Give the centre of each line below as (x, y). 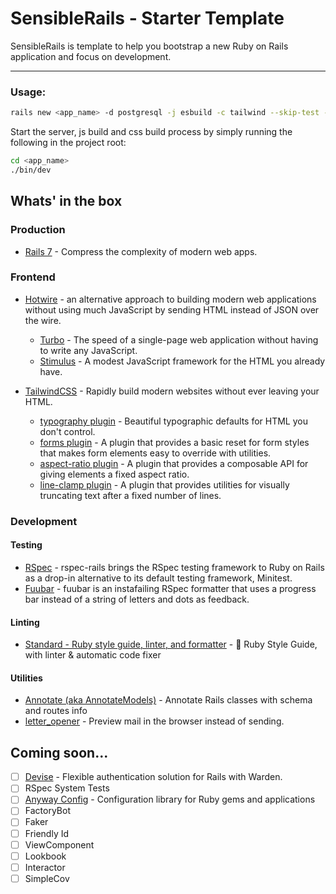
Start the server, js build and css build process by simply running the (151, 132)
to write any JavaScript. (88, 350)
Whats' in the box (66, 201)
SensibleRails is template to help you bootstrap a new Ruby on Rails (149, 46)
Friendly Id (47, 833)
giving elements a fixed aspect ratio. (114, 474)
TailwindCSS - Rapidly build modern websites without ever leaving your (172, 391)
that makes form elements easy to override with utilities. (155, 453)
